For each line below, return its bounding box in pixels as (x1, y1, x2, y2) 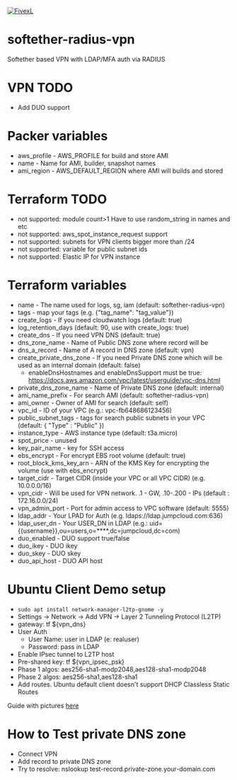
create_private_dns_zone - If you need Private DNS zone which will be (17, 353, 223, 361)
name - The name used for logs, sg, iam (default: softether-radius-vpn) (17, 300, 225, 309)
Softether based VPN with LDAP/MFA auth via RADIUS (7, 55, 166, 63)
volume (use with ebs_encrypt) (17, 466, 108, 475)
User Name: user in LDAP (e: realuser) (28, 635, 140, 643)
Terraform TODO (7, 191, 108, 207)
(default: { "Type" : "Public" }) (17, 421, 105, 429)
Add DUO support (17, 103, 70, 111)
